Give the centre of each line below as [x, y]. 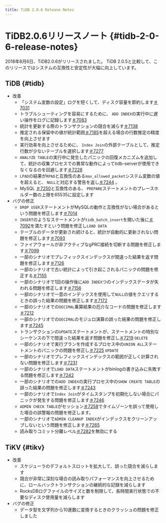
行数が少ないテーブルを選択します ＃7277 [62, 151]
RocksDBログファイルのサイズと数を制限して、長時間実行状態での [87, 491]
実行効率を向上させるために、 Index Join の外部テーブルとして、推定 [90, 145]
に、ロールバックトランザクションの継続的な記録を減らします [83, 485]
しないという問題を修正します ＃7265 [62, 425]
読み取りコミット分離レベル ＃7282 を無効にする [68, 431]
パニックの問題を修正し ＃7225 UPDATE [80, 350]
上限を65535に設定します [68, 195]
